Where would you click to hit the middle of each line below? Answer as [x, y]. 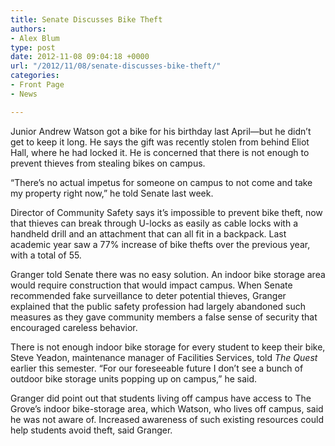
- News [24, 94]
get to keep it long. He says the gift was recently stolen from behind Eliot [160, 142]
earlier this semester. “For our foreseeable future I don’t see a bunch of [157, 368]
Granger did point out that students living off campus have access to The [161, 398]
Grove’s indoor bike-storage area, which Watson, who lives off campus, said [167, 408]
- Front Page [37, 85]
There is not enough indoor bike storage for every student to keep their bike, [168, 347]
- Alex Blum [35, 38]
